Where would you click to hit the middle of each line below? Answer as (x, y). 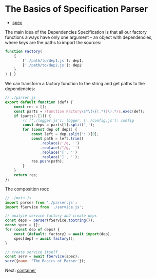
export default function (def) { (39, 102)
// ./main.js (18, 198)
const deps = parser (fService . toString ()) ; (50, 220)
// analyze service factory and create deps (51, 216)
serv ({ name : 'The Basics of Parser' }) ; (46, 261)
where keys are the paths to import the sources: (53, 42)
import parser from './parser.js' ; (41, 202)
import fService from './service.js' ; (44, 207)
